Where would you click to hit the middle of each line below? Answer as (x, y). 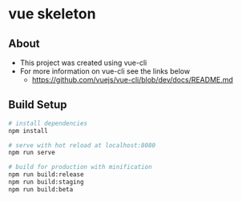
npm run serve (32, 153)
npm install (28, 131)
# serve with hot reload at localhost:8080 (82, 145)
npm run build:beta (41, 189)
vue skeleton (52, 14)
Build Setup (38, 105)
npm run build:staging (46, 182)
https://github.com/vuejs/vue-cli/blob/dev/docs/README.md (133, 80)
